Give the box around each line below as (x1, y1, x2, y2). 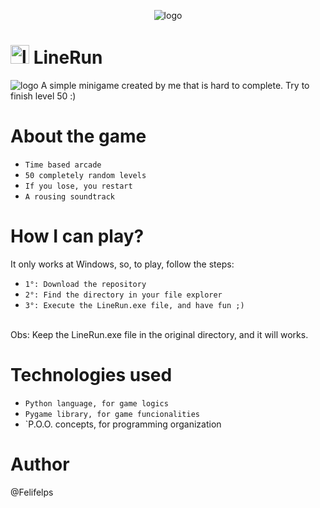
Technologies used (10, 364, 173, 386)
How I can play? (10, 225, 145, 248)
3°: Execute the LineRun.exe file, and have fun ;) (24, 300, 245, 310)
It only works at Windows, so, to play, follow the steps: (10, 258, 235, 270)
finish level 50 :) (10, 90, 77, 102)
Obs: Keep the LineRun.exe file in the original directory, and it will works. (10, 328, 309, 340)
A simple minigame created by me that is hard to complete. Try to (40, 79, 310, 91)
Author (10, 453, 70, 475)
